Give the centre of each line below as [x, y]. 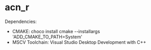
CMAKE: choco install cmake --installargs [56, 31]
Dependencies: [21, 21]
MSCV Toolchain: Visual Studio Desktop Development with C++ [79, 42]
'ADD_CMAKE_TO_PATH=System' [47, 37]
